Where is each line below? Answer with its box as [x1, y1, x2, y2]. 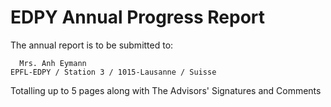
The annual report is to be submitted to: [10, 39, 174, 51]
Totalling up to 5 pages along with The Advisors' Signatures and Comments [10, 84, 322, 96]
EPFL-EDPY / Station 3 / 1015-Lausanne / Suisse [10, 67, 217, 77]
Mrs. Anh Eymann [19, 58, 87, 68]
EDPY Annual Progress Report [10, 6, 266, 29]
